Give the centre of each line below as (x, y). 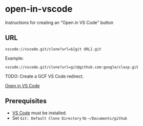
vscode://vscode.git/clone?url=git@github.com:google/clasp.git (72, 67)
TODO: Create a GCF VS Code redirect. (44, 76)
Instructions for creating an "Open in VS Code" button (59, 22)
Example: (14, 58)
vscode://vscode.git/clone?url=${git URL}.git (53, 49)
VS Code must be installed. (39, 113)
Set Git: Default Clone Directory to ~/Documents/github (70, 118)
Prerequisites (26, 101)
